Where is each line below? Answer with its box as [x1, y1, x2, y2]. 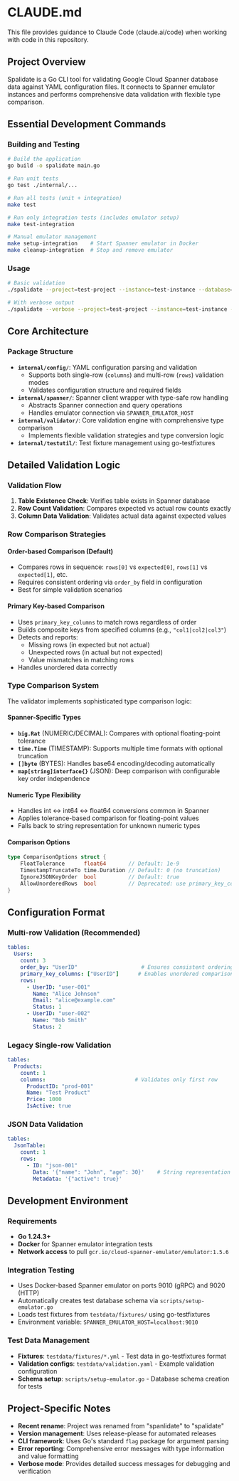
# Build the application [7, 156, 81, 163]
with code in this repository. [7, 35, 89, 43]
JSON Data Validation [7, 1120, 84, 1129]
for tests [17, 1381, 43, 1391]
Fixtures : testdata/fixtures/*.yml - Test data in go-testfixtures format [17, 1352, 226, 1360]
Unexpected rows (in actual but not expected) [28, 648, 164, 657]
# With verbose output [7, 299, 75, 307]
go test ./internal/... [7, 182, 78, 189]
